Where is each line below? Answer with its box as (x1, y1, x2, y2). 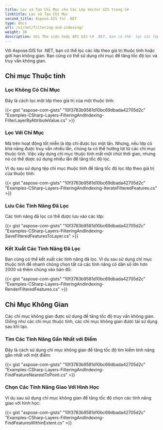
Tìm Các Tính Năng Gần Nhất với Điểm (5, 336, 97, 343)
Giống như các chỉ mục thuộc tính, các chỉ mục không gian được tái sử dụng (5, 319, 158, 325)
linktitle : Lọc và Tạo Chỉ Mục (5, 12, 68, 17)
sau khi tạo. (5, 324, 28, 329)
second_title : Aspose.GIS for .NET (5, 16, 77, 21)
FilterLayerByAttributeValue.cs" (5, 117, 67, 123)
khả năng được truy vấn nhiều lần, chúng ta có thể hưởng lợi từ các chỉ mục (5, 145, 156, 151)
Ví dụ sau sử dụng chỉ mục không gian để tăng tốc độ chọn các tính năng (5, 395, 152, 401)
